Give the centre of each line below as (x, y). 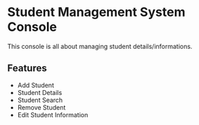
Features (27, 68)
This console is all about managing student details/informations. (100, 46)
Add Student (36, 85)
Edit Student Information (53, 115)
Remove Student (41, 107)
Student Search (40, 100)
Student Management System (96, 12)
